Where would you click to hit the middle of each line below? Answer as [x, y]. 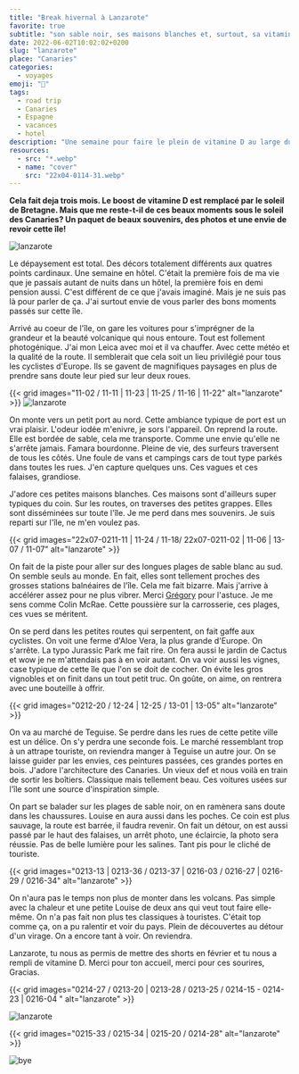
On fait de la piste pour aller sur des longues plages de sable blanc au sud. [146, 567]
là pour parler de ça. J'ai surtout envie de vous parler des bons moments [143, 302]
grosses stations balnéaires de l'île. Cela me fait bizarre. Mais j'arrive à [139, 586]
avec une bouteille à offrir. [57, 688]
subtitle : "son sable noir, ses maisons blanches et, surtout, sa [135, 34]
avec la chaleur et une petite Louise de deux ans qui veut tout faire [131, 908]
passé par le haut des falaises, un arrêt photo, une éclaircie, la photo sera [144, 835]
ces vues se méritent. [49, 614]
